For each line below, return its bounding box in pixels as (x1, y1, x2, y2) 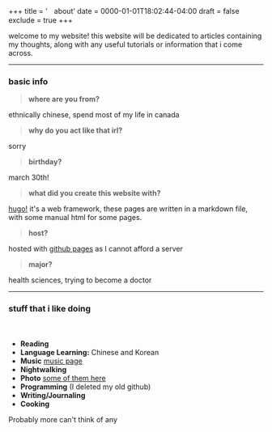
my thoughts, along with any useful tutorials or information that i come (8, 40, 243, 49)
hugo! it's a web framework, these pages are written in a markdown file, (8, 204, 249, 214)
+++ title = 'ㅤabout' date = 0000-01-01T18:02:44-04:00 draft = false (8, 6, 240, 15)
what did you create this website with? (28, 188, 161, 198)
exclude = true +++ (8, 15, 73, 25)
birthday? (28, 157, 62, 167)
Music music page (19, 356, 83, 366)
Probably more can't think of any (8, 414, 118, 424)
